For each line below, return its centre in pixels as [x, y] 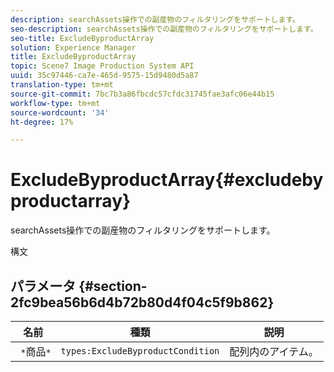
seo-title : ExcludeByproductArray [82, 38]
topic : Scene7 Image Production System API [102, 66]
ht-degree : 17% [42, 122]
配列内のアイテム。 [274, 351]
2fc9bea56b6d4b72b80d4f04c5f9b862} [142, 302]
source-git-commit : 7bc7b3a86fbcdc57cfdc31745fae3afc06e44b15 [142, 94]
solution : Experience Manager [73, 47]
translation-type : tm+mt [62, 85]
